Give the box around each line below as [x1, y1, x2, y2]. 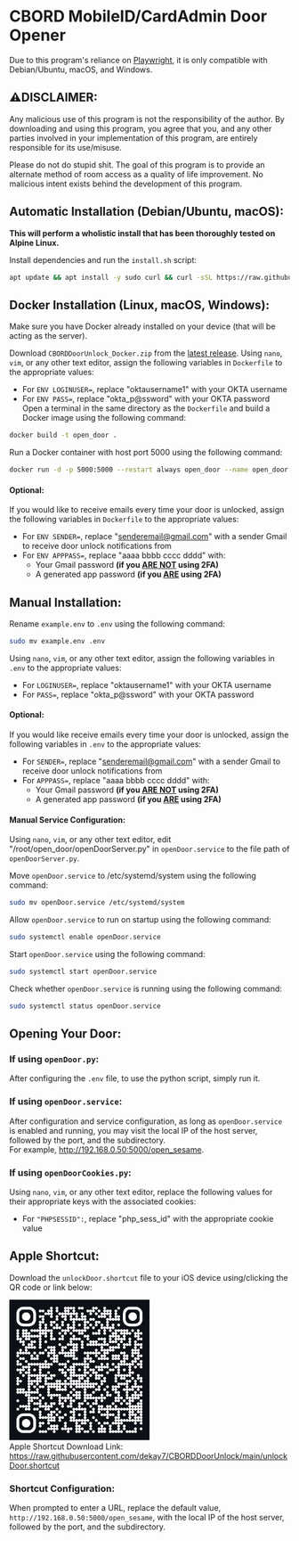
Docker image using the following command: [21, 413, 187, 423]
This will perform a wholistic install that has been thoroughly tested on [9, 227, 276, 238]
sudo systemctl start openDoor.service [9, 967, 158, 977]
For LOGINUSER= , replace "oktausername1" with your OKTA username [21, 679, 271, 690]
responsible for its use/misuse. [9, 142, 122, 152]
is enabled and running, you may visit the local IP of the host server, [9, 1125, 258, 1135]
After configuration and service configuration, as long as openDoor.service [9, 1116, 283, 1127]
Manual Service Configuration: [9, 814, 126, 825]
